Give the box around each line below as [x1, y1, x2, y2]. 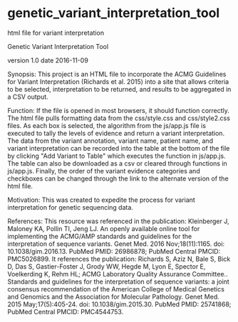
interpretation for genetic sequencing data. [7, 203, 134, 211]
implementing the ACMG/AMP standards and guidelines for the [7, 232, 192, 240]
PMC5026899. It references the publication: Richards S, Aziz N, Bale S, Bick [7, 254, 231, 263]
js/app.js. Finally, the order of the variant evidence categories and [7, 166, 201, 175]
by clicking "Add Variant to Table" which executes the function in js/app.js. [7, 151, 226, 160]
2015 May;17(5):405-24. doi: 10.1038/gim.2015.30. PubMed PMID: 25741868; [7, 300, 232, 308]
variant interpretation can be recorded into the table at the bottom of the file [7, 144, 230, 152]
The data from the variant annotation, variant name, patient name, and [7, 136, 214, 145]
